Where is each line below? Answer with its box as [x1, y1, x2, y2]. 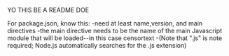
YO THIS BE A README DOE [7, 6, 90, 14]
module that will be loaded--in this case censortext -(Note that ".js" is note [7, 34, 223, 42]
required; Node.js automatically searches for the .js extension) [7, 41, 187, 49]
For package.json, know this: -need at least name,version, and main [7, 19, 203, 27]
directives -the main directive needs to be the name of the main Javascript [7, 27, 223, 35]
